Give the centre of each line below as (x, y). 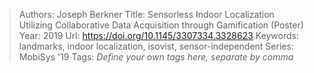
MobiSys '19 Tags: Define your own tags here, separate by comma (156, 57)
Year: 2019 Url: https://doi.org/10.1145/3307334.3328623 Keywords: (158, 35)
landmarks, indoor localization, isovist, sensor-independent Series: (156, 46)
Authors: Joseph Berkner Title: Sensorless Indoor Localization (146, 14)
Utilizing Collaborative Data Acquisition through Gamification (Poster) (161, 25)
